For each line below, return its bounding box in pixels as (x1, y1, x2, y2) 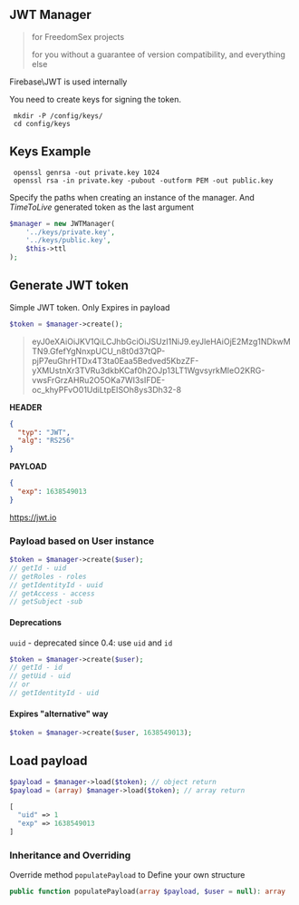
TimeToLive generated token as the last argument (9, 202, 195, 212)
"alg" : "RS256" (17, 436, 75, 446)
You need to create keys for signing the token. (9, 93, 181, 104)
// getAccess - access (9, 589, 95, 598)
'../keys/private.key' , (25, 227, 116, 237)
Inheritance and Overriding (9, 849, 131, 861)
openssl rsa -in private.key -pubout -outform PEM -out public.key (13, 176, 274, 185)
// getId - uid (9, 563, 67, 573)
